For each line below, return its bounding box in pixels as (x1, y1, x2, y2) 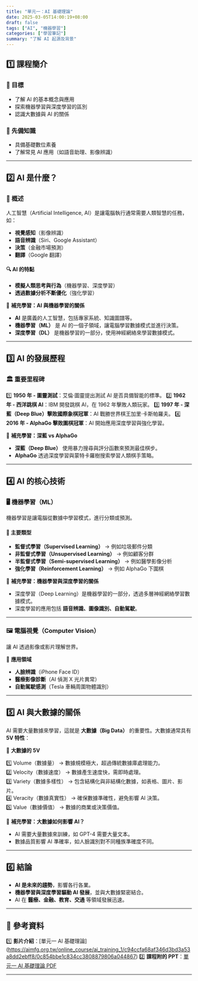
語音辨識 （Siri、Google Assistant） (14, 237, 100, 244)
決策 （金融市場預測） (14, 244, 67, 251)
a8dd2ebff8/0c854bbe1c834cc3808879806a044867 (6, 953, 137, 960)
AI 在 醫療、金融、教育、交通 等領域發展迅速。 (14, 896, 128, 903)
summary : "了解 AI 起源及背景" (6, 36, 77, 42)
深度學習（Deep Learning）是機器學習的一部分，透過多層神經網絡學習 (14, 590, 185, 598)
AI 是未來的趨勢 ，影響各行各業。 (14, 881, 94, 888)
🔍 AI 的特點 (6, 266, 35, 273)
